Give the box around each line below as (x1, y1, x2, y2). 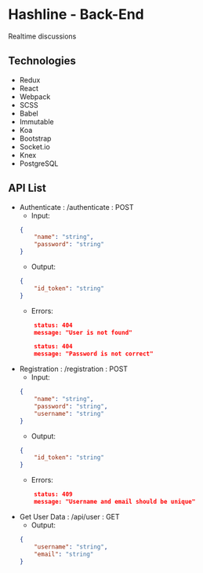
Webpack (19, 92, 51, 101)
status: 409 (34, 490, 73, 498)
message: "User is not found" (34, 329, 132, 336)
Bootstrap (19, 134, 52, 143)
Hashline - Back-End (8, 6, 145, 24)
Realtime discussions (8, 31, 77, 41)
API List (8, 182, 47, 195)
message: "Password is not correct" (34, 350, 154, 358)
